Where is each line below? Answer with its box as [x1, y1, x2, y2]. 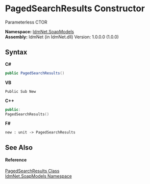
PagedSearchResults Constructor [5, 3, 145, 14]
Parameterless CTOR [5, 19, 48, 25]
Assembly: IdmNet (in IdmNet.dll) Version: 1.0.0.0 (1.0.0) [5, 34, 119, 40]
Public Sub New [5, 89, 36, 94]
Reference [5, 157, 27, 163]
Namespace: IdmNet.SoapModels [5, 28, 75, 34]
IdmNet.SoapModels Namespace [5, 173, 72, 179]
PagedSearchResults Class [5, 168, 60, 174]
